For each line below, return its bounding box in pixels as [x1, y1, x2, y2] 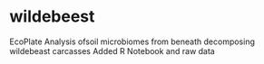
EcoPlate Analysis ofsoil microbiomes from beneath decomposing [9, 36, 256, 47]
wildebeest [9, 6, 95, 27]
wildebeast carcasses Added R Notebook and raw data [9, 45, 215, 56]
